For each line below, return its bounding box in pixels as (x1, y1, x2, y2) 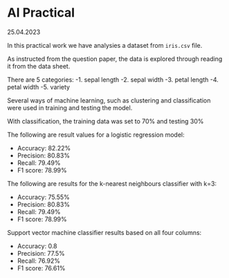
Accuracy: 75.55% (17, 193, 71, 201)
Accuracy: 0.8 (17, 241, 57, 250)
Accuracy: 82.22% (17, 144, 71, 152)
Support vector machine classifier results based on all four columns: (7, 228, 202, 236)
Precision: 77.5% (17, 249, 66, 257)
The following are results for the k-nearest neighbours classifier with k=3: (7, 179, 217, 188)
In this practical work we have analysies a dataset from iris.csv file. (7, 41, 203, 49)
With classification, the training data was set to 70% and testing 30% (7, 116, 204, 125)
